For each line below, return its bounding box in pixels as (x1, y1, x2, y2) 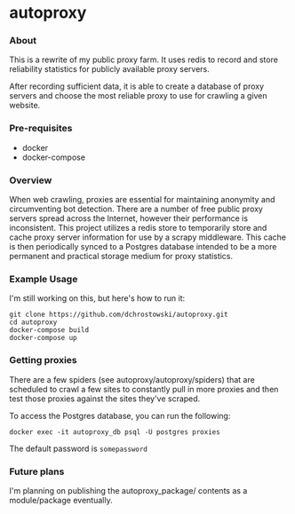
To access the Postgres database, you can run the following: (9, 410, 231, 421)
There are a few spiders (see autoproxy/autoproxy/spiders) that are (9, 374, 255, 384)
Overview (9, 174, 52, 186)
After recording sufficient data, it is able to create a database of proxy (9, 81, 265, 91)
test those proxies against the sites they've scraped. (9, 393, 201, 404)
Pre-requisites (9, 123, 73, 135)
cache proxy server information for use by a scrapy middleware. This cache (9, 232, 287, 242)
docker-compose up (9, 334, 77, 343)
